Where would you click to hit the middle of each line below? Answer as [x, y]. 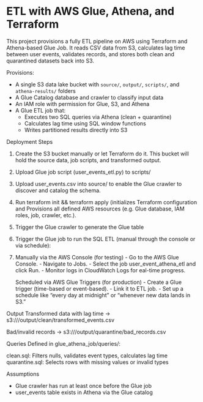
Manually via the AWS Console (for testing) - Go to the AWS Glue [97, 257]
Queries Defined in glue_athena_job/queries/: [64, 343]
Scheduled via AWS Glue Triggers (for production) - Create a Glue [98, 282]
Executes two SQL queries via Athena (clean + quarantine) [98, 117]
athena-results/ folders [46, 91]
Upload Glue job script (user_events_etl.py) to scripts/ [83, 172]
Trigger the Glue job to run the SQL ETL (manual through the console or [105, 239]
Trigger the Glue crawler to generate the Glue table [79, 227]
